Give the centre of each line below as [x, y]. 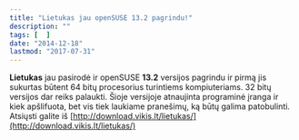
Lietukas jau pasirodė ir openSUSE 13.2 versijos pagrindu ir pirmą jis [138, 77]
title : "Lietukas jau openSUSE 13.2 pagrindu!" [101, 18]
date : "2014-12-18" [46, 43]
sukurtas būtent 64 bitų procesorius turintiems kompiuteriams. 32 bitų [140, 87]
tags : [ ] [30, 35]
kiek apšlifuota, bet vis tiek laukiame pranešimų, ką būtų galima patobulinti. [150, 106]
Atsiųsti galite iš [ [41, 116]
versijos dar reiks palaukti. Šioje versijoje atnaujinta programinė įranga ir [144, 97]
